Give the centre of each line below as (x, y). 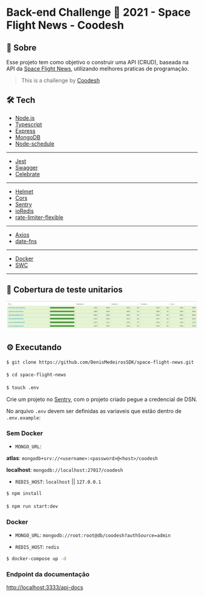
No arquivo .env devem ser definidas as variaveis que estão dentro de (94, 411)
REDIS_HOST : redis (37, 547)
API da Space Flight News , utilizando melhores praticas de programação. (98, 69)
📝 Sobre (22, 48)
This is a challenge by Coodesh (60, 80)
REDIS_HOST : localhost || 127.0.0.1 (58, 482)
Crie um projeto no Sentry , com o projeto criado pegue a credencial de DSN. (102, 399)
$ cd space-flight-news (36, 375)
